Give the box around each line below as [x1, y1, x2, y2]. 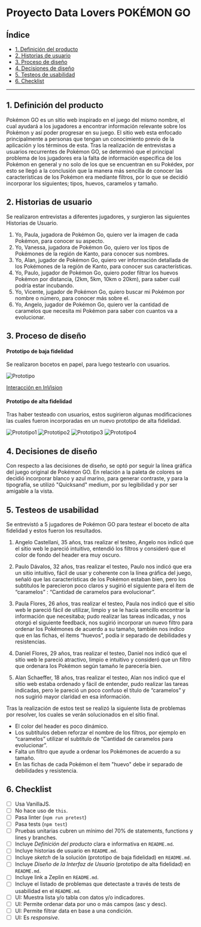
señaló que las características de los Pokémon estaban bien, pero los [14, 576, 186, 583]
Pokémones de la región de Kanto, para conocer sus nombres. [14, 250, 169, 257]
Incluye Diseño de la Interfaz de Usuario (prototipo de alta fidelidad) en [14, 861, 191, 868]
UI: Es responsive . [14, 914, 60, 921]
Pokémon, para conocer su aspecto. [14, 237, 105, 245]
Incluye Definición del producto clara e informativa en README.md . [14, 840, 175, 847]
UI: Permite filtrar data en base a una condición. [14, 907, 133, 914]
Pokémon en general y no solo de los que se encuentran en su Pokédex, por [6, 160, 194, 167]
